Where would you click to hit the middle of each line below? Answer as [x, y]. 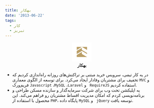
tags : [10, 20]
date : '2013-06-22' [25, 15]
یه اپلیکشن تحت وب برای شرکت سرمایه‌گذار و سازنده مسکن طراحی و [76, 90]
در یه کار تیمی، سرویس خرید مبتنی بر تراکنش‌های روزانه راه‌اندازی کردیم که [80, 75]
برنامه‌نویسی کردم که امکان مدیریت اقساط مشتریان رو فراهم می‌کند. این [78, 95]
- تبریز [17, 31]
